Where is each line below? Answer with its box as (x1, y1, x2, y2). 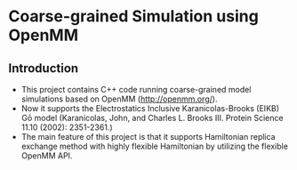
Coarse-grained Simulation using (8, 6, 259, 27)
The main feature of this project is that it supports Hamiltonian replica (20, 132, 276, 142)
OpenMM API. (20, 150, 73, 161)
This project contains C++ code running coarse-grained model (20, 85, 252, 94)
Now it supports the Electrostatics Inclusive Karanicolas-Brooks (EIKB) (20, 103, 280, 113)
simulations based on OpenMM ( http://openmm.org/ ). (20, 93, 218, 104)
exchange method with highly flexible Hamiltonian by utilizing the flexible (20, 141, 288, 151)
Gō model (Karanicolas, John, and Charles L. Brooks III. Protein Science (20, 113, 284, 123)
